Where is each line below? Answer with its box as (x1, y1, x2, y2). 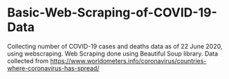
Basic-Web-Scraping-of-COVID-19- (7, 5, 218, 21)
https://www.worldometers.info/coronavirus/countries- (50, 56, 207, 65)
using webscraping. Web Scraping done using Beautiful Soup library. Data (7, 49, 219, 58)
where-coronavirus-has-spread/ (7, 64, 100, 72)
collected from (7, 56, 49, 65)
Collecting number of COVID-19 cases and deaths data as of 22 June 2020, (7, 42, 223, 50)
